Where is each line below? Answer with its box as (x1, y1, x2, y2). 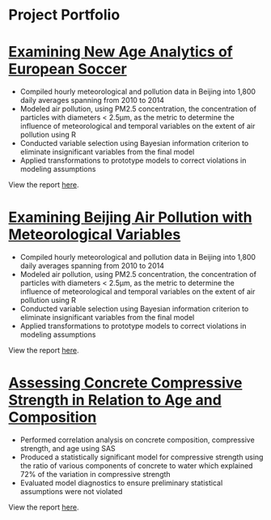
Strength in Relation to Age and (8, 391, 222, 410)
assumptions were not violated (19, 487, 123, 496)
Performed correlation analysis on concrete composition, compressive (19, 435, 255, 445)
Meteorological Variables (8, 225, 181, 244)
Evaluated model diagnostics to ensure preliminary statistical (19, 478, 223, 488)
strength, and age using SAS (19, 444, 116, 453)
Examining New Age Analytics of (8, 43, 233, 62)
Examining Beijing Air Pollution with (8, 208, 252, 227)
